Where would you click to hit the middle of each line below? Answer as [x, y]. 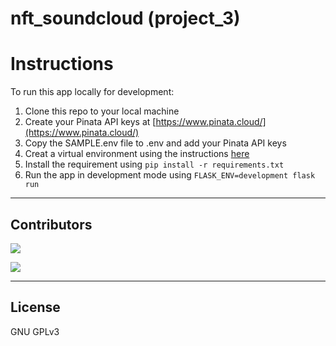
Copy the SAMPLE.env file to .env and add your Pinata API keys [155, 143]
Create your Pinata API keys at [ [90, 122]
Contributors [51, 224]
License [35, 307]
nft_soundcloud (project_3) [125, 18]
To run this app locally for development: [92, 92]
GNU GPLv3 [35, 331]
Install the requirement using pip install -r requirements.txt [154, 164]
